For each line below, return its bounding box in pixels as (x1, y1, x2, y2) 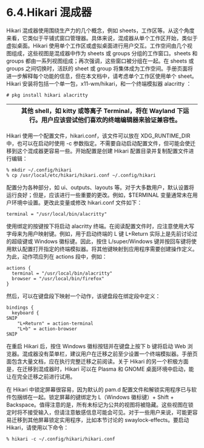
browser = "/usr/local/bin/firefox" (12, 275, 104, 281)
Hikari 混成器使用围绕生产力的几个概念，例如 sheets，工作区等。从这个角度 (6, 27, 195, 34)
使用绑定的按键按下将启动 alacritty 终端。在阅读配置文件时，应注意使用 (6, 222, 184, 230)
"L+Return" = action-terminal (17, 320, 94, 326)
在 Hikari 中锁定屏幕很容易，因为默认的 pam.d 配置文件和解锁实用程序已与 (6, 385, 192, 393)
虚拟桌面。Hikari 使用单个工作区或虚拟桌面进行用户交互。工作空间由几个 (6, 42, 188, 49)
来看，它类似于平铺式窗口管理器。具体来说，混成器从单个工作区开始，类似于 (6, 34, 198, 41)
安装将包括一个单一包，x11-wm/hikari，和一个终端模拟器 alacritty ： (22, 80, 192, 87)
